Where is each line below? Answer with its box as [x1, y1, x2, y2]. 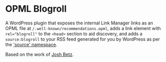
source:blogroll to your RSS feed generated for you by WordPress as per [5, 36, 160, 42]
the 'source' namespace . [5, 41, 58, 47]
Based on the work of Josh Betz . [5, 51, 74, 57]
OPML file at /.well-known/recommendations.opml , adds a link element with [5, 25, 161, 31]
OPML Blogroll [5, 3, 67, 15]
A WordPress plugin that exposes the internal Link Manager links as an [5, 20, 153, 26]
